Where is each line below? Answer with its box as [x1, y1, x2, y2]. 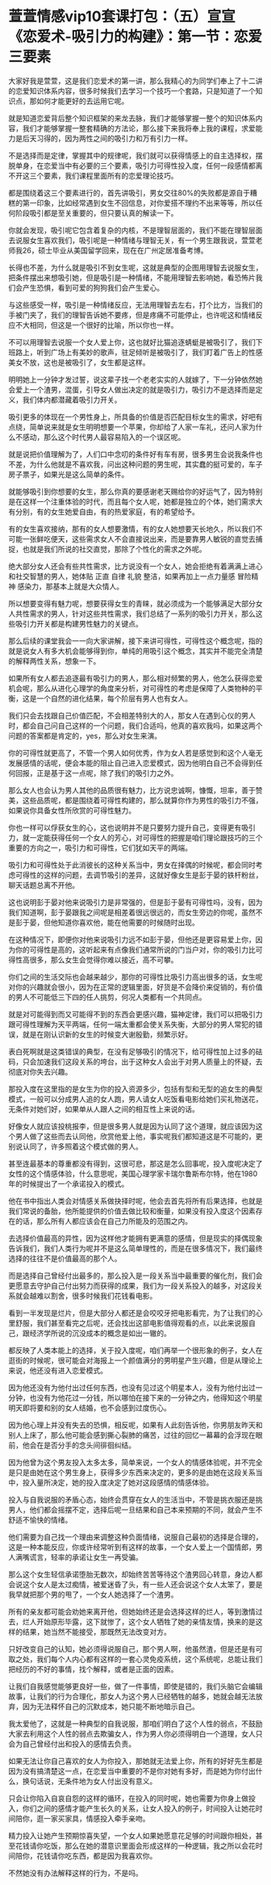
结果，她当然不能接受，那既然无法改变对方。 [22, 1627, 171, 1636]
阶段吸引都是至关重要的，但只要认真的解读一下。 [15, 207, 178, 218]
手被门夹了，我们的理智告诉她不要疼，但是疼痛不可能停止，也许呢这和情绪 [8, 310, 256, 320]
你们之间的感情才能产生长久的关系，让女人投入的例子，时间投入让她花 [22, 1803, 256, 1813]
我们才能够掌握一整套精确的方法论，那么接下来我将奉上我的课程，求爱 [22, 123, 256, 133]
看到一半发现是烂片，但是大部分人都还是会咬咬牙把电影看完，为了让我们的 [8, 1308, 256, 1317]
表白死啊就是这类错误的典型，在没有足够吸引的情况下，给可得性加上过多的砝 [8, 1046, 263, 1056]
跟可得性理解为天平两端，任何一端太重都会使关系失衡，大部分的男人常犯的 [8, 1019, 256, 1029]
